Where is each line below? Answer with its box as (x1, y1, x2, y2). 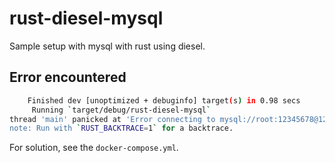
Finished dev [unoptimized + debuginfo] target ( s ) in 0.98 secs (27, 95, 301, 106)
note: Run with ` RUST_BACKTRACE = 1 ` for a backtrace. (9, 123, 234, 134)
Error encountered (9, 69, 127, 86)
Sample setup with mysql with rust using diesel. (9, 40, 206, 52)
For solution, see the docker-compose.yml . (9, 142, 179, 154)
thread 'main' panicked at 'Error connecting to (9, 114, 216, 124)
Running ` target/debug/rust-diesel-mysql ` (31, 105, 212, 115)
